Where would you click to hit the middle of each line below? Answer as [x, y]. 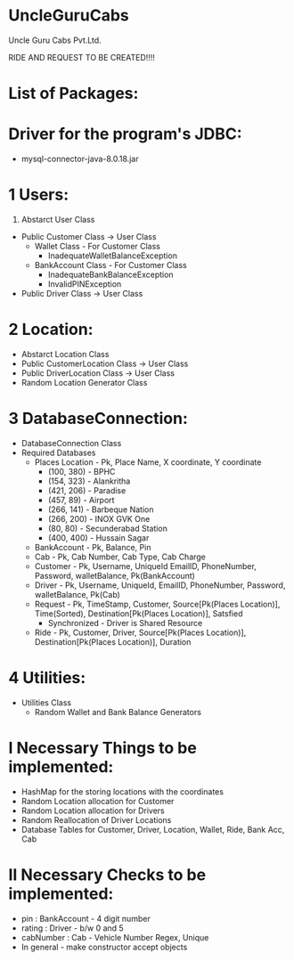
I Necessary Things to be [102, 748]
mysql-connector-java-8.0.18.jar [80, 159]
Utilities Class [46, 702]
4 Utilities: [47, 678]
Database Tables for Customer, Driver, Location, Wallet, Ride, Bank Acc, [153, 829]
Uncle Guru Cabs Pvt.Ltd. [55, 40]
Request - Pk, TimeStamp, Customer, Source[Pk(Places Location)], [157, 604]
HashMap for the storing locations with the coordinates [122, 791]
